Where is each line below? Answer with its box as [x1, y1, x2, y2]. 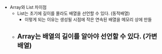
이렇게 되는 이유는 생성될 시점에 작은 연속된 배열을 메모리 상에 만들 [24, 17, 152, 22]
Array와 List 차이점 [9, 4, 47, 10]
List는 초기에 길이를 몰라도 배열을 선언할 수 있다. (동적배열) [17, 10, 130, 16]
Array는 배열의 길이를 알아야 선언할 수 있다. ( [17, 32, 145, 41]
